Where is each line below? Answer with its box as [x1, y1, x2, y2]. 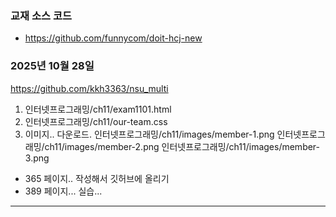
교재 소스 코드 [10, 8, 73, 22]
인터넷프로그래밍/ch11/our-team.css [24, 115, 168, 127]
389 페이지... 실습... [24, 185, 103, 197]
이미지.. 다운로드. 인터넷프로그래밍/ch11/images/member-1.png [24, 128, 275, 140]
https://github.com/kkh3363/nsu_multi [10, 82, 169, 94]
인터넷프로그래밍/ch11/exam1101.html [24, 103, 172, 115]
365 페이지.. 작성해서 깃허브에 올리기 [24, 172, 170, 184]
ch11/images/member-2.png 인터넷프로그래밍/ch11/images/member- [44, 140, 321, 152]
